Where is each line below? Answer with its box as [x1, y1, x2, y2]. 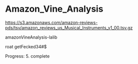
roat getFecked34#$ [5, 43, 47, 49]
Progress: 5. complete [5, 53, 50, 59]
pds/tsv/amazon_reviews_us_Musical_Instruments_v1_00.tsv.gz [5, 24, 133, 30]
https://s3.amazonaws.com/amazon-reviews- [5, 20, 98, 25]
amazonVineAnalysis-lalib [5, 34, 58, 40]
